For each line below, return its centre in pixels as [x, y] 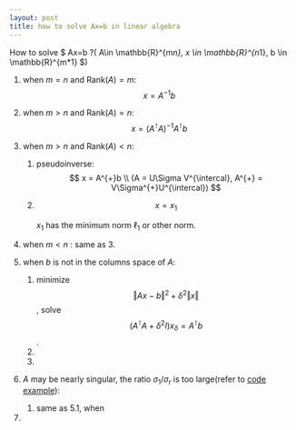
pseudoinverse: [65, 164]
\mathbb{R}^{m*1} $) [49, 62]
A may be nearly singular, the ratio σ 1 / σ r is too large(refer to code [144, 380]
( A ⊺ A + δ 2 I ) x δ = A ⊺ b [166, 326]
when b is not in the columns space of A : [99, 262]
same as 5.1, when [70, 408]
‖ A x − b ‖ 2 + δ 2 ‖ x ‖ [166, 295]
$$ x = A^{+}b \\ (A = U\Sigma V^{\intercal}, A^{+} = [166, 177]
